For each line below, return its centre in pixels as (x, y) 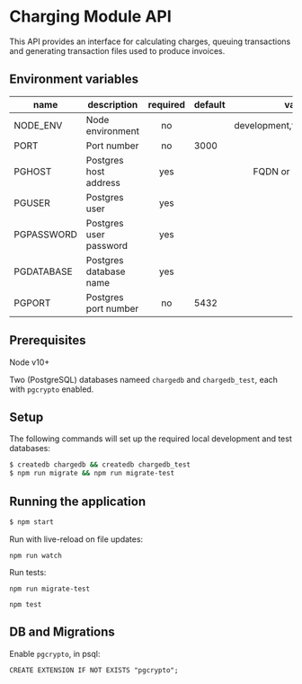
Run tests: (28, 572)
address (103, 182)
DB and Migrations (62, 632)
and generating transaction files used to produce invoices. (117, 50)
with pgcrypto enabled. (52, 389)
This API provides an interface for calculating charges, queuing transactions (150, 41)
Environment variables (74, 80)
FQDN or (271, 171)
